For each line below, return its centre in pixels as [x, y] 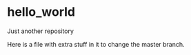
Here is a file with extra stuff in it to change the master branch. [96, 44]
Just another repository [41, 31]
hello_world [41, 12]
